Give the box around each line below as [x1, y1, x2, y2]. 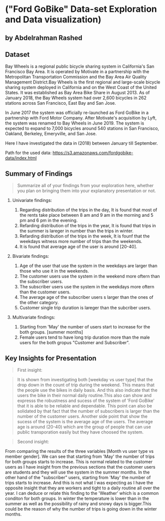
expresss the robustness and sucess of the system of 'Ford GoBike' [17, 398, 155, 403]
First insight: [17, 367, 43, 373]
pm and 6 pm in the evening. [19, 217, 78, 223]
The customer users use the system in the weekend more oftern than [19, 273, 160, 280]
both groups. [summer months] [19, 329, 83, 335]
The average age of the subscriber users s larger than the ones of [19, 294, 154, 300]
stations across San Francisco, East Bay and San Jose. [5, 100, 116, 106]
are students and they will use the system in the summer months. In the [5, 469, 150, 475]
